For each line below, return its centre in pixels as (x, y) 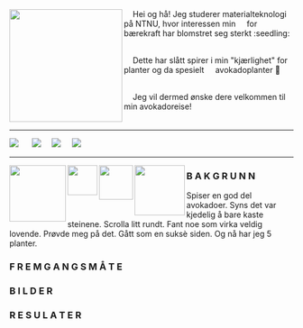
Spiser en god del (219, 196)
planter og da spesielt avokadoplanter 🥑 (202, 70)
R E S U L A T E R (46, 315)
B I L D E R (31, 291)
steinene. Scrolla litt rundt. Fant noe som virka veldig (165, 224)
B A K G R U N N (220, 176)
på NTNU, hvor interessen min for (191, 23)
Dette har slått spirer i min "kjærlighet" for (210, 60)
